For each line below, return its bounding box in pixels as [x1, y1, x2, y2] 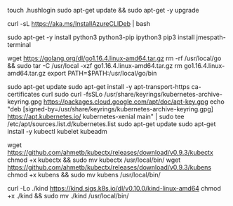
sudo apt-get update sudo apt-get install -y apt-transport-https [7, 83, 190, 90]
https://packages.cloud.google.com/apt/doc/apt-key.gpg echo [43, 97, 225, 106]
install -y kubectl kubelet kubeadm [7, 128, 107, 135]
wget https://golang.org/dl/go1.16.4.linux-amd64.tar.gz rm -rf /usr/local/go [7, 54, 222, 62]
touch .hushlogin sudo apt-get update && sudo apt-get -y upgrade [7, 6, 199, 14]
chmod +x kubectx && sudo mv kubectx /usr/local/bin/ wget [7, 156, 181, 164]
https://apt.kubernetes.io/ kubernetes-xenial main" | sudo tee [7, 112, 185, 121]
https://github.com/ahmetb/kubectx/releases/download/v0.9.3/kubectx [7, 149, 214, 156]
